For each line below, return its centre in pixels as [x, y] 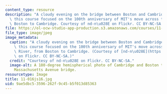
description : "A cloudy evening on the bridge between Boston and [75, 14]
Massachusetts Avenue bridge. [45, 70]
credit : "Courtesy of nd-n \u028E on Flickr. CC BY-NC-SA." [72, 61]
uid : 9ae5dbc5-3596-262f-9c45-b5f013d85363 [51, 84]
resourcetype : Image [27, 75]
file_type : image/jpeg [29, 33]
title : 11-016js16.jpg [29, 79]
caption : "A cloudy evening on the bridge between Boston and [75, 42]
